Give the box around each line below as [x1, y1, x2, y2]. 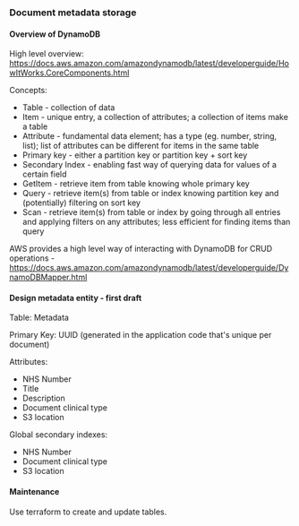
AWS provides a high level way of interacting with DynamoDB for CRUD [9, 244, 273, 254]
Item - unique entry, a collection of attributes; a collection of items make [21, 112, 289, 123]
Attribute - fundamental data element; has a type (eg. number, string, [21, 131, 278, 142]
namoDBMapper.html [9, 272, 88, 283]
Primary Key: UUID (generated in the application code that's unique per [9, 330, 272, 341]
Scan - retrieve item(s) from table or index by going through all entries [21, 207, 281, 218]
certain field [21, 168, 67, 180]
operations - [9, 253, 56, 263]
